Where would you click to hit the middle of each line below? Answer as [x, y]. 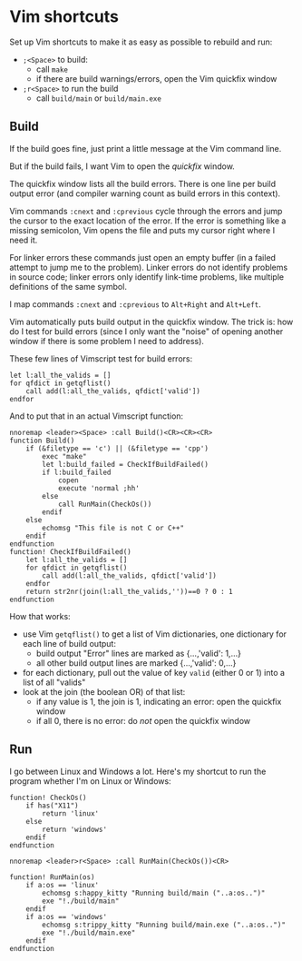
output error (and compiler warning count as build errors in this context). [145, 193]
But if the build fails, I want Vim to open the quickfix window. [122, 166]
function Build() [42, 441]
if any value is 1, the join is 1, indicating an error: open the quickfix [159, 701]
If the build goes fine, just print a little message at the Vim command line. [146, 148]
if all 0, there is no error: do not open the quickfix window [143, 720]
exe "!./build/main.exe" [89, 933]
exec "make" [65, 456]
